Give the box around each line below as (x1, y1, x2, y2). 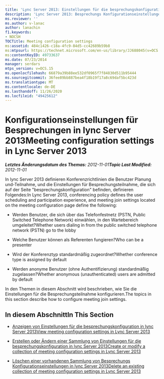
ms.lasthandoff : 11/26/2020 (5, 89, 62, 94)
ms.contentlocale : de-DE (5, 84, 56, 89)
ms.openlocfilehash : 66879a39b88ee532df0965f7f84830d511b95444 (5, 71, 137, 76)
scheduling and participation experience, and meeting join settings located (5, 197, 155, 203)
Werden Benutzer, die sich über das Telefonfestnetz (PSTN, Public (12, 212, 146, 218)
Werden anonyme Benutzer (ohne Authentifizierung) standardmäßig (12, 266, 149, 272)
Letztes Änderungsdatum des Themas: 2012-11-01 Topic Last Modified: (5, 162, 152, 168)
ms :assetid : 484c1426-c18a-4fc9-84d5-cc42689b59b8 (5, 43, 110, 48)
